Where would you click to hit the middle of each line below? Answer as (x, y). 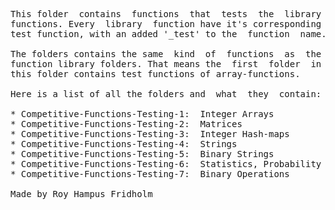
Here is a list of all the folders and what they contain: (166, 94)
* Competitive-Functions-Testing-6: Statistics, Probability (166, 164)
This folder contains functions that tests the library (166, 14)
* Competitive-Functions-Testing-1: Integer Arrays (142, 114)
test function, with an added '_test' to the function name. (168, 34)
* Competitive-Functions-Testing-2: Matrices (126, 124)
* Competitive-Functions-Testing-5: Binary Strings (142, 154)
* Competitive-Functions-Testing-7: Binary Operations (150, 174)
